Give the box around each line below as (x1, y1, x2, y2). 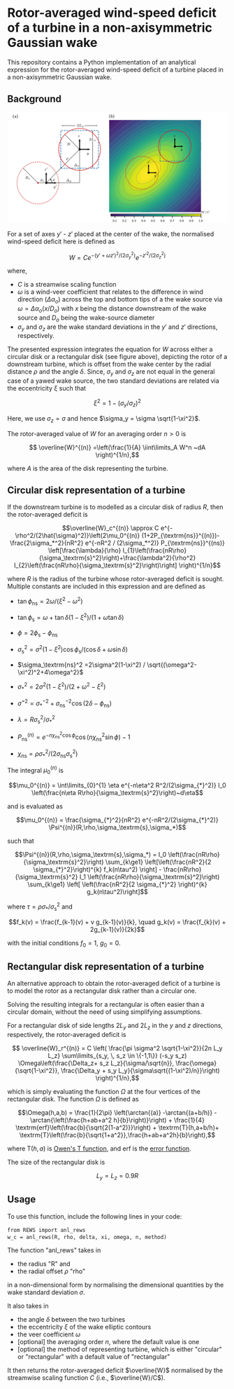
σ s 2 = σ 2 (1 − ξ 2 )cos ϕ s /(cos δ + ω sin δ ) (17, 644, 128, 655)
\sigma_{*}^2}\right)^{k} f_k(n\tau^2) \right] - (33, 865, 162, 874)
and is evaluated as (7, 802, 63, 811)
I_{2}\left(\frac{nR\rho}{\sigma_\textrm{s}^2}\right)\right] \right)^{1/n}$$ (13, 561, 221, 569)
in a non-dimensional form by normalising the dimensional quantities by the (7, 1280, 224, 1289)
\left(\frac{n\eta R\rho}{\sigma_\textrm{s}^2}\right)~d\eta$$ (31, 789, 204, 797)
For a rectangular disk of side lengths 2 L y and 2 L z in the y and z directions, (7, 1022, 224, 1031)
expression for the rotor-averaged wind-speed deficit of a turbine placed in (7, 65, 224, 74)
